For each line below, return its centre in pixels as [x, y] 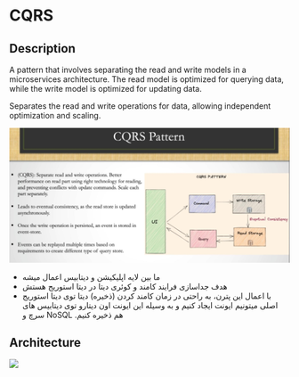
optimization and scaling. [55, 115]
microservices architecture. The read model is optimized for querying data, [147, 79]
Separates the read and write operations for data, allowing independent [140, 106]
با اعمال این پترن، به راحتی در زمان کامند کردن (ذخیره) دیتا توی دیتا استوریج [146, 296]
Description [42, 49]
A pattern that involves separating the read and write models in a [128, 70]
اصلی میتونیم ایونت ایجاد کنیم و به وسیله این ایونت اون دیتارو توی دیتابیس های [150, 305]
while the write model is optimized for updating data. [106, 89]
